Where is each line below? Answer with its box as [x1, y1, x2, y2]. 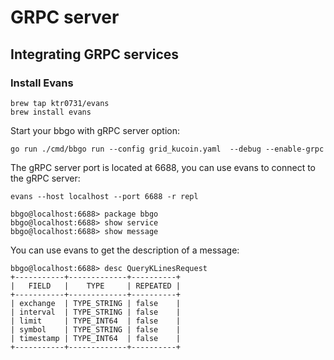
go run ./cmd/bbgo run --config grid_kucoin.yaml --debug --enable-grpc [10, 144, 325, 154]
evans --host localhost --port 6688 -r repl [10, 191, 199, 201]
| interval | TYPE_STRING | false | [10, 307, 182, 317]
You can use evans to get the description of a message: [10, 244, 240, 256]
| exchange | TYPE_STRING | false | [10, 298, 182, 308]
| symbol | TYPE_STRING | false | [10, 324, 182, 335]
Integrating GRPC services [10, 46, 180, 63]
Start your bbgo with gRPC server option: [10, 124, 181, 136]
